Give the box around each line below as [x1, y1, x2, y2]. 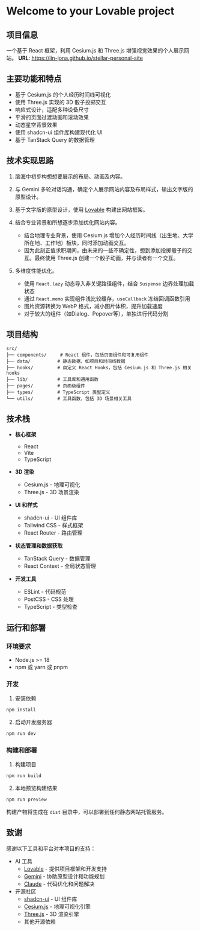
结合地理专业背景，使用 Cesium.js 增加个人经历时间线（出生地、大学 [23, 231, 193, 239]
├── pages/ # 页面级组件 [6, 383, 85, 389]
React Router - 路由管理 [23, 529, 83, 536]
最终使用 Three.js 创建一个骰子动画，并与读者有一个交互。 [34, 254, 179, 261]
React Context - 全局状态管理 [23, 562, 97, 570]
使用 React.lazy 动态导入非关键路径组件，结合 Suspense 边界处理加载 [23, 279, 195, 287]
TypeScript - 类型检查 [23, 603, 78, 611]
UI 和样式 [14, 501, 38, 509]
